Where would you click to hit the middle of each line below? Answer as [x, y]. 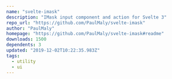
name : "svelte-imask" [33, 12]
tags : [13, 56]
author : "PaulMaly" [30, 28]
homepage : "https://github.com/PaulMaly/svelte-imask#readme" [85, 34]
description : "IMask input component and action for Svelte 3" [87, 17]
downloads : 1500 [26, 39]
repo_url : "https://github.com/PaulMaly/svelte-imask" [76, 23]
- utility [24, 61]
